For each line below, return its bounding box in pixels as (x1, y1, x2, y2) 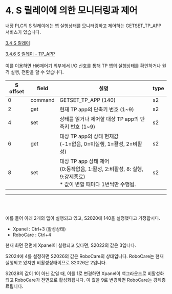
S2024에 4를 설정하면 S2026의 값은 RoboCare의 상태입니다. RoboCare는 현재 (5, 253, 164, 259)
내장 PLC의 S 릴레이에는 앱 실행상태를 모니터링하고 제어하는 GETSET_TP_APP (5, 23, 162, 29)
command (30, 96, 55, 103)
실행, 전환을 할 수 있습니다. (10, 69, 64, 75)
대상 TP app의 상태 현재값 (59, 133, 119, 140)
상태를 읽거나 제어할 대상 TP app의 (59, 115, 139, 122)
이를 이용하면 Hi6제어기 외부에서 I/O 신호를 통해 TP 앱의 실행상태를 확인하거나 (5, 62, 161, 69)
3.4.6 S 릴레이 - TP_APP (5, 51, 55, 57)
